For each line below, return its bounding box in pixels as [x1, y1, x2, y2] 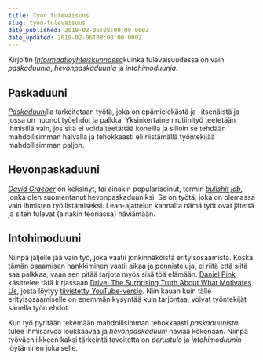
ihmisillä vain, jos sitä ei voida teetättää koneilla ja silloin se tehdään [8, 123, 226, 134]
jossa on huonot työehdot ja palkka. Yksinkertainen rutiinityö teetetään [8, 116, 236, 125]
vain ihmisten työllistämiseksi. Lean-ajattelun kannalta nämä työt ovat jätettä [8, 200, 255, 210]
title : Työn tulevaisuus [8, 11, 89, 20]
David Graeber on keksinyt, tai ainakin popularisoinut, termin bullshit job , [8, 184, 243, 193]
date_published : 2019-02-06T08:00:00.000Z [8, 26, 149, 34]
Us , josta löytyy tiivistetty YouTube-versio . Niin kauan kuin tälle [8, 286, 212, 296]
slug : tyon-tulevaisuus [8, 19, 86, 27]
